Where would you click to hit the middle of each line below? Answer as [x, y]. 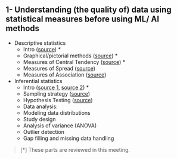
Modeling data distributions [57, 112]
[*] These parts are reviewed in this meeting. [75, 149]
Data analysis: [40, 106]
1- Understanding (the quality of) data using [88, 10]
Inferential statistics [38, 81]
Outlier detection [44, 132]
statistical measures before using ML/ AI [82, 19]
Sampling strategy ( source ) [57, 94]
